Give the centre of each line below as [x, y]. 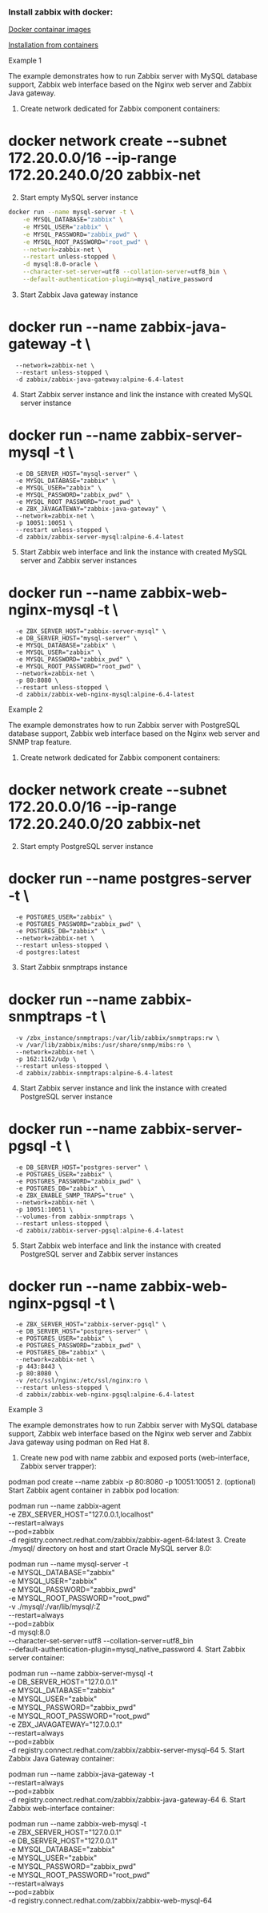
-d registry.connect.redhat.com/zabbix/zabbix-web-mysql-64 [110, 1901]
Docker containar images [50, 30]
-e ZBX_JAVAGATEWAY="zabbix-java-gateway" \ [91, 509]
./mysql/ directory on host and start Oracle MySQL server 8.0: [110, 1549]
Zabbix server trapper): [58, 1466]
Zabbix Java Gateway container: [61, 1759]
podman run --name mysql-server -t [68, 1564]
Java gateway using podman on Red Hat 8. [79, 1442]
